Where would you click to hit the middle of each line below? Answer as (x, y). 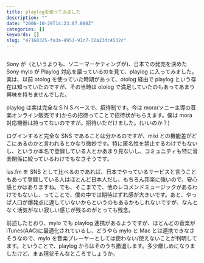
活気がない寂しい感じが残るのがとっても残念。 (75, 210)
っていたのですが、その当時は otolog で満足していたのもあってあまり (108, 87)
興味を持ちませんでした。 (38, 94)
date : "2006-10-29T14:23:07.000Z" (50, 23)
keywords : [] (23, 35)
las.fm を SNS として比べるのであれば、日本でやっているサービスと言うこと (101, 172)
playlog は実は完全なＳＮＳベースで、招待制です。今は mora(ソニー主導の (99, 107)
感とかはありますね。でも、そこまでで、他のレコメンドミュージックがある (100, 187)
